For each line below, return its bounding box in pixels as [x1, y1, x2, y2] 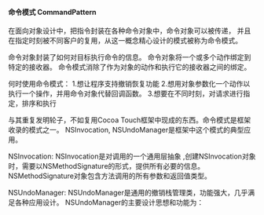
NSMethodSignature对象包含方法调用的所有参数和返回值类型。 [8, 171, 212, 180]
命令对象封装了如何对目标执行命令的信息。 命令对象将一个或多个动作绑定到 [8, 53, 251, 62]
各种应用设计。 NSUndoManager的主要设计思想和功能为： [14, 198, 204, 207]
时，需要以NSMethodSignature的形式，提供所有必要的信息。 [8, 162, 205, 171]
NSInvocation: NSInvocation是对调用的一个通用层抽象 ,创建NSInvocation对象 [8, 151, 256, 161]
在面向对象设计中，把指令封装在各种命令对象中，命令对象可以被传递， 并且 [8, 26, 251, 35]
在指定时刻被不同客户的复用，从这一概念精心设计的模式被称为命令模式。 [8, 36, 242, 46]
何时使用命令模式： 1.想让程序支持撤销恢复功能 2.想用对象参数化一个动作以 [8, 79, 251, 89]
